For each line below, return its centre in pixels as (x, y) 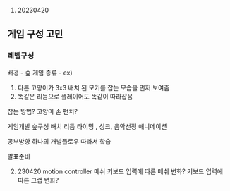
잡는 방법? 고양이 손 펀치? (42, 111)
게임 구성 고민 (35, 34)
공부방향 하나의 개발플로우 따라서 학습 (59, 141)
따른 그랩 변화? (38, 180)
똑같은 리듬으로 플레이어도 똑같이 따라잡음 (75, 96)
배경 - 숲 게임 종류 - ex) (40, 73)
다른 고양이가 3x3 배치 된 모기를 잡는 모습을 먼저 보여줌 (93, 87)
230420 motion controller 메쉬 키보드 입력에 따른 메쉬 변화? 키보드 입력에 (120, 171)
